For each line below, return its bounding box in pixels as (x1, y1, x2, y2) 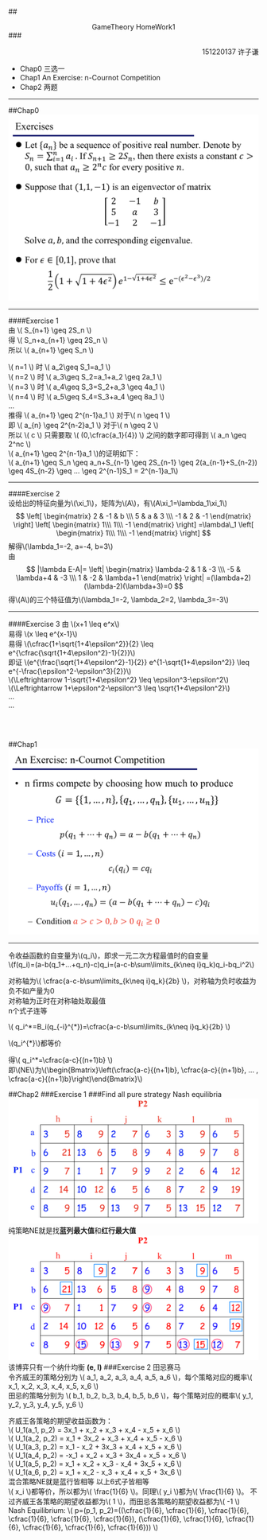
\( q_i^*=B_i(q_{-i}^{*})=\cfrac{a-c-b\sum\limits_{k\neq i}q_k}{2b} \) (8, 1022, 230, 1032)
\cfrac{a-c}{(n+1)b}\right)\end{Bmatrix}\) (8, 1074, 143, 1084)
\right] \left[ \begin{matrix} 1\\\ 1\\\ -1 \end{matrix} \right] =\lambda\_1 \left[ (13, 519, 254, 529)
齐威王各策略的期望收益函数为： (8, 1416, 113, 1426)
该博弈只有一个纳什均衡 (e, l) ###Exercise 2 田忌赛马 (8, 1363, 181, 1372)
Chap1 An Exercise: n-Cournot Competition (19, 73, 161, 82)
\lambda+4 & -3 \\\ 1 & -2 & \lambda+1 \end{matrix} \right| (15, 573, 205, 582)
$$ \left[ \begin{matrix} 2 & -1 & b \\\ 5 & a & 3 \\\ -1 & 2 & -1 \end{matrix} (15, 511, 252, 520)
